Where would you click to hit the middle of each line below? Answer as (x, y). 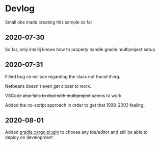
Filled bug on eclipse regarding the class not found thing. (63, 76)
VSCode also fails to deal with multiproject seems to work (63, 96)
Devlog (20, 9)
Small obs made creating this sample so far (49, 22)
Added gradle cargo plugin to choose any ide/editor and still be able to (77, 132)
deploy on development (29, 137)
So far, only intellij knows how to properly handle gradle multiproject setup (80, 49)
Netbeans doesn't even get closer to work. (48, 86)
